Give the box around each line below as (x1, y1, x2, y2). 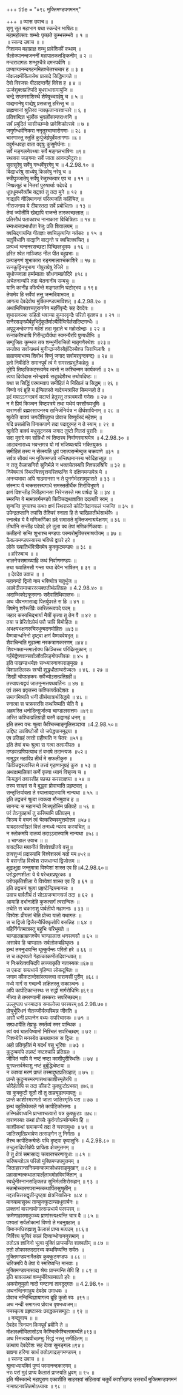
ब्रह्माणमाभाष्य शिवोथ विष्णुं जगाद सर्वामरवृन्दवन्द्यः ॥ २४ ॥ (6, 352, 113, 359)
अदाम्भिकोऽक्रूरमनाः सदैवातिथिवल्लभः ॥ (6, 591, 80, 598)
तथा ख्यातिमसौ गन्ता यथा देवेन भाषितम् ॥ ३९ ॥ (6, 564, 96, 571)
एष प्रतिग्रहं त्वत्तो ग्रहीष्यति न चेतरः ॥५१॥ (6, 734, 82, 741)
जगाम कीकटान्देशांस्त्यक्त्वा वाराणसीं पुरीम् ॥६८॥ (6, 973, 98, 980)
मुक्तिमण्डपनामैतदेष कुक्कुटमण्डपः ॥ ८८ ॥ (6, 1253, 86, 1260)
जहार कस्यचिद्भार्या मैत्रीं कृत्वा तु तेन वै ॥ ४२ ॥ (6, 611, 96, 619)
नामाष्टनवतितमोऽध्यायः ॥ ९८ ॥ (6, 1383, 66, 1390)
